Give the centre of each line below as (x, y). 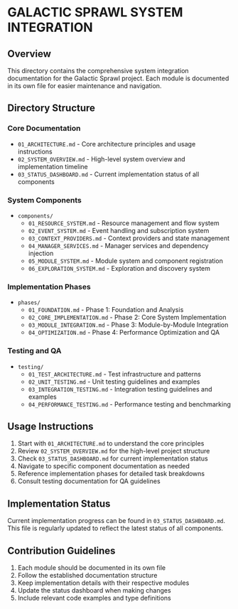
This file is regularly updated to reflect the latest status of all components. (115, 528)
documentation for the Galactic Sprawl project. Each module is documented (118, 78)
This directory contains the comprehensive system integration (98, 71)
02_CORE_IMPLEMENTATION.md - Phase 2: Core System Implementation (127, 318)
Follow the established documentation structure (87, 576)
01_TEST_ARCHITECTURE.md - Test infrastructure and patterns (114, 374)
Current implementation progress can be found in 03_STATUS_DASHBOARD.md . (117, 521)
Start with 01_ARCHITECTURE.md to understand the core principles (111, 443)
